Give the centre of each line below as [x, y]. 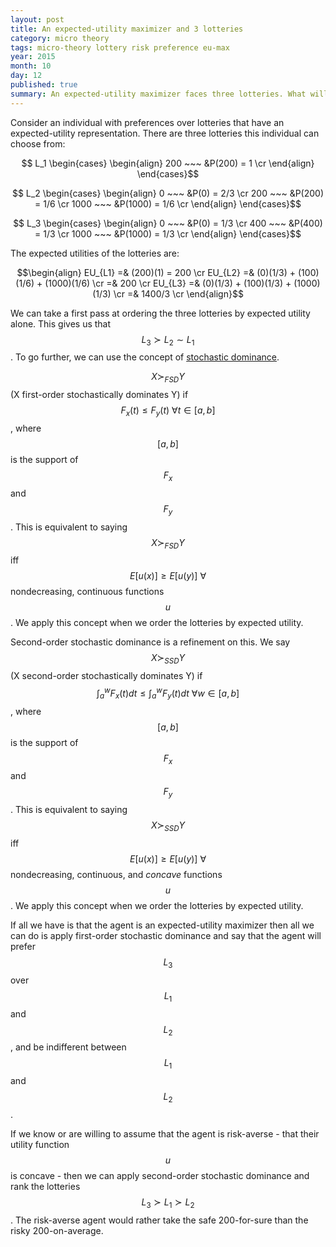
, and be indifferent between [68, 1047]
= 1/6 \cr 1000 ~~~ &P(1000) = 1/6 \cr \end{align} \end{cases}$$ [168, 203]
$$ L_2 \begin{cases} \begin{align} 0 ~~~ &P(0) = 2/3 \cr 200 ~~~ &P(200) [168, 193]
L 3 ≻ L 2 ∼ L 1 [168, 340]
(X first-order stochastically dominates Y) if [99, 395]
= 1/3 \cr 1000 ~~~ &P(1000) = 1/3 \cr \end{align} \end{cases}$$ [168, 233]
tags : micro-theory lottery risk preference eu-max [120, 47]
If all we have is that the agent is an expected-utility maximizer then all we [162, 925]
